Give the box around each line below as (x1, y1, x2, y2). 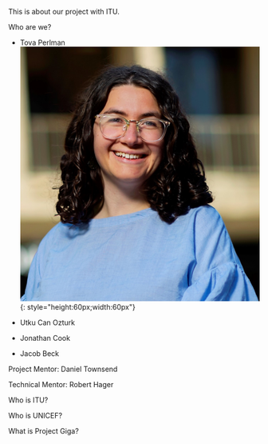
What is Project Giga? (8, 426, 80, 436)
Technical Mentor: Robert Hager (8, 380, 114, 390)
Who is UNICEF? (8, 411, 62, 421)
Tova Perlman (19, 38, 65, 47)
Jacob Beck (19, 349, 60, 358)
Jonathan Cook (19, 334, 70, 343)
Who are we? (8, 22, 52, 31)
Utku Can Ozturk (19, 318, 76, 327)
